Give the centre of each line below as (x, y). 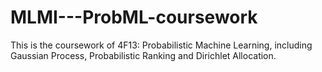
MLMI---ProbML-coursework (134, 17)
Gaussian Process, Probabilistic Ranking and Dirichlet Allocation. (143, 55)
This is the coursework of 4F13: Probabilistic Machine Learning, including (161, 45)
